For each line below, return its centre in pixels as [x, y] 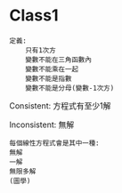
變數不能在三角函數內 [58, 60]
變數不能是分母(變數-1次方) [70, 88]
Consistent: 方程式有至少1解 [60, 105]
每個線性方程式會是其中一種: [54, 143]
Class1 [34, 16]
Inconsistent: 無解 [42, 125]
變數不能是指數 [49, 78]
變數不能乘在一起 [52, 69]
